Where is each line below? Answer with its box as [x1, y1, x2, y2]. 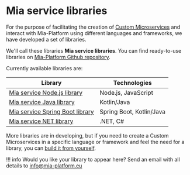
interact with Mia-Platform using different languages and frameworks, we [6, 29, 182, 36]
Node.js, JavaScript [99, 88, 154, 97]
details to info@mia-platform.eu [6, 162, 82, 169]
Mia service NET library [9, 117, 74, 125]
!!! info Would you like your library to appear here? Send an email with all [6, 156, 180, 163]
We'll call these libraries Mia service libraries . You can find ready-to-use [6, 47, 182, 54]
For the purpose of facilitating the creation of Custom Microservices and [6, 23, 181, 30]
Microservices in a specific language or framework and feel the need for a [6, 138, 185, 145]
